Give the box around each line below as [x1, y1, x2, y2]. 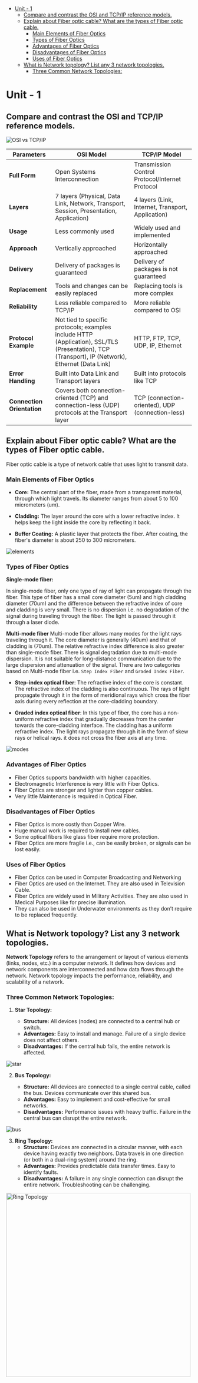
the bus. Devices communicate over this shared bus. [23, 1090, 151, 1097]
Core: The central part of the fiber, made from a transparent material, [14, 489, 183, 496]
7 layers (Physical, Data [55, 192, 121, 200]
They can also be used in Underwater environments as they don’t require [14, 905, 192, 912]
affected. [23, 1049, 46, 1056]
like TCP [134, 377, 157, 385]
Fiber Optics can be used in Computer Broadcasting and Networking [14, 874, 181, 881]
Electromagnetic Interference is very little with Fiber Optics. [14, 780, 159, 787]
